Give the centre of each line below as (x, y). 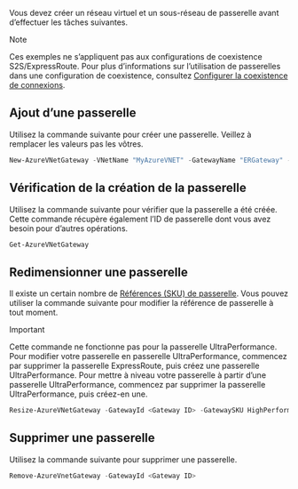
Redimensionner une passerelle (98, 272)
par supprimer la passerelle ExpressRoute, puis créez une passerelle (134, 366)
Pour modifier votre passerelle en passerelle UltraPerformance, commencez (149, 357)
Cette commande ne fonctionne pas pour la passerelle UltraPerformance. (143, 347)
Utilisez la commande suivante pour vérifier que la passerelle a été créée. (143, 209)
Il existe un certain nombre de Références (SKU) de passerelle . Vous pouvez (149, 293)
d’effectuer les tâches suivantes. (69, 22)
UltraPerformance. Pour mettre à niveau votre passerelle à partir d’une (138, 375)
